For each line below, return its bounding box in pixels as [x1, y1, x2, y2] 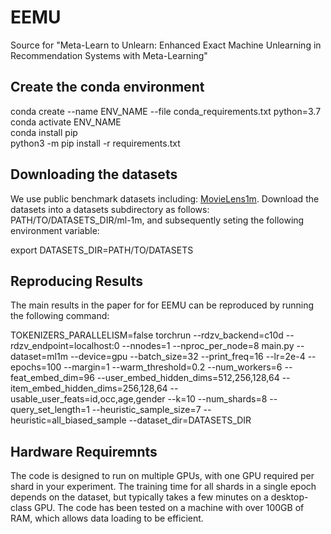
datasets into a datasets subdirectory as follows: [10, 203, 210, 215]
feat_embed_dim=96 [10, 372, 95, 384]
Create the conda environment [10, 79, 205, 96]
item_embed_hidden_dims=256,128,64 [10, 382, 168, 395]
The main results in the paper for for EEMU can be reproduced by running [10, 299, 315, 311]
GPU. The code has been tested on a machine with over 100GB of [33, 502, 305, 514]
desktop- [270, 491, 309, 503]
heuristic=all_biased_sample [10, 414, 127, 426]
